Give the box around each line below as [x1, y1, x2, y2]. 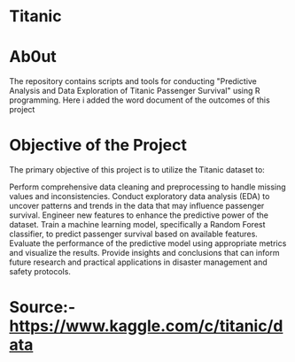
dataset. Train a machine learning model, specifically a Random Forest [9, 220, 266, 230]
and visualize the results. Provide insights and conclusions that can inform [9, 248, 280, 258]
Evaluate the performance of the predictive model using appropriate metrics [9, 238, 287, 249]
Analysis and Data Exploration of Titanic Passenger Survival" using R [9, 86, 260, 96]
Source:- [9, 297, 76, 318]
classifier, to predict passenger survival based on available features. [9, 228, 259, 240]
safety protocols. [9, 266, 71, 277]
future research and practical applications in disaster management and [9, 257, 268, 267]
